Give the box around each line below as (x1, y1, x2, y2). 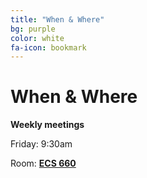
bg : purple (10, 24, 56, 34)
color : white (10, 33, 65, 43)
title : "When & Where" (10, 14, 105, 25)
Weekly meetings (10, 119, 85, 131)
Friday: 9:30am (10, 138, 73, 150)
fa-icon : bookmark (10, 42, 87, 53)
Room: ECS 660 (10, 157, 77, 170)
